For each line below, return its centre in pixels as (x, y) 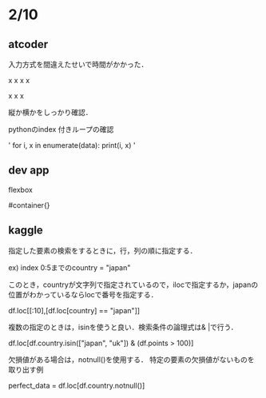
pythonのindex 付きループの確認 (61, 129)
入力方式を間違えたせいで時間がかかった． (78, 64)
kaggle (26, 231)
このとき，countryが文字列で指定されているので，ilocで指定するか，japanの (133, 285)
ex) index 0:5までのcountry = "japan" (69, 267)
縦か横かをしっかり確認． (50, 112)
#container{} (29, 205)
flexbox (21, 189)
